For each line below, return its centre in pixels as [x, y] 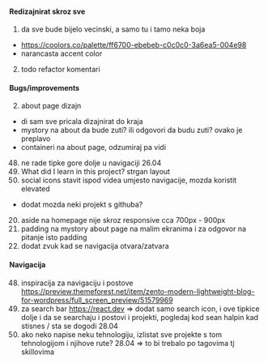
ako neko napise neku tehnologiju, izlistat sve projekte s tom [121, 334]
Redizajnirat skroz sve [47, 11]
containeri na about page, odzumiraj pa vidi [94, 147]
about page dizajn [51, 106]
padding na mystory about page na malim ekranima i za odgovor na [133, 229]
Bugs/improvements [45, 88]
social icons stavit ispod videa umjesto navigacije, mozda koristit [129, 180]
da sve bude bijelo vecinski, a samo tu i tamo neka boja [113, 29]
